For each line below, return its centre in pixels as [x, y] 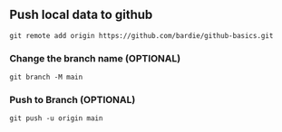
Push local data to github [81, 15]
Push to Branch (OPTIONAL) [73, 100]
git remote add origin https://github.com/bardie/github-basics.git [141, 35]
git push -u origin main [56, 118]
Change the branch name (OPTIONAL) [95, 58]
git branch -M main [46, 77]
